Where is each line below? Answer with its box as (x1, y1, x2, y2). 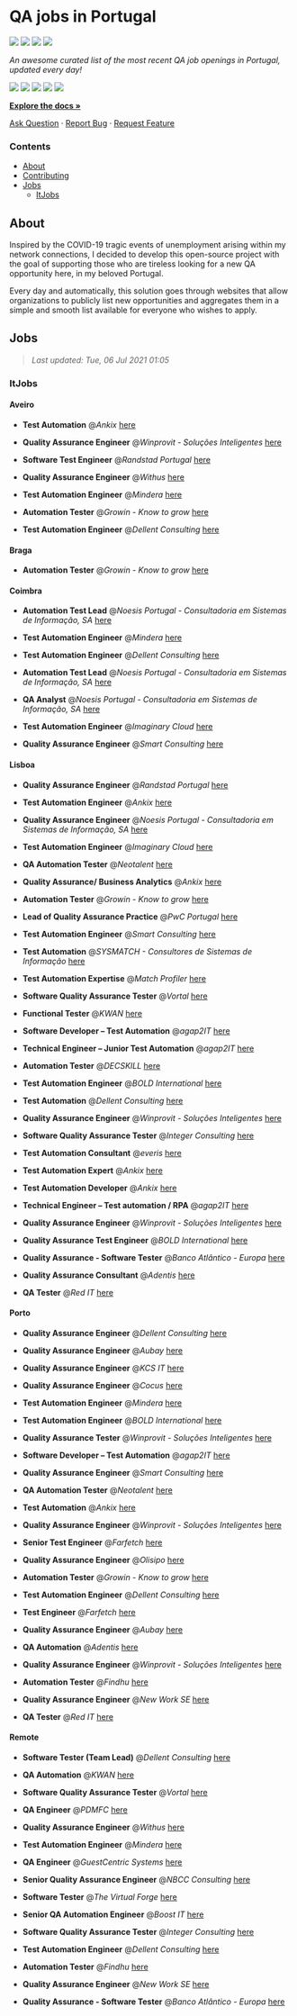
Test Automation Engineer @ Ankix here (22, 797, 173, 808)
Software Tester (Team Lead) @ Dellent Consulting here (22, 1752, 231, 1762)
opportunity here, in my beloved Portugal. (9, 268, 164, 279)
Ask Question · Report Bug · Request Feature (9, 117, 175, 128)
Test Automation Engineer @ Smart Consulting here (22, 928, 216, 939)
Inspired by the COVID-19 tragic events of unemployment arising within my (9, 240, 286, 250)
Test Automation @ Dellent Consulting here (22, 1095, 184, 1106)
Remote (9, 1731, 40, 1743)
